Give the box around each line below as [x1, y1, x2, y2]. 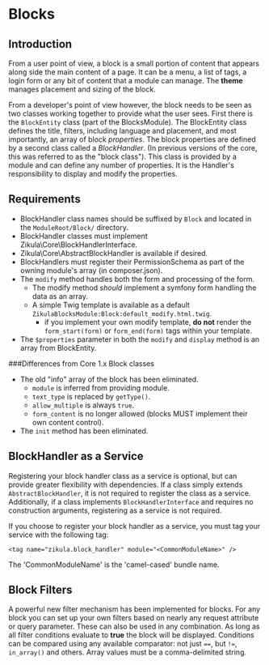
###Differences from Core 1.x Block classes [8, 358, 155, 369]
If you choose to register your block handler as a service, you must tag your [8, 521, 261, 531]
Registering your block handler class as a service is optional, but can [8, 471, 237, 480]
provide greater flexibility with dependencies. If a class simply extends [8, 480, 243, 489]
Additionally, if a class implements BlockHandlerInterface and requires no [8, 497, 254, 506]
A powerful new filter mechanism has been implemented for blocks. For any [8, 604, 261, 614]
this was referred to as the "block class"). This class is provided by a [8, 151, 237, 161]
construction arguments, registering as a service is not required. [8, 505, 222, 515]
